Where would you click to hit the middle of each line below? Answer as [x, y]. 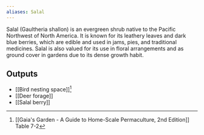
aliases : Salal [25, 12]
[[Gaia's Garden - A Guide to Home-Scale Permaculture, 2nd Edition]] [102, 120]
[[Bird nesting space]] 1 [43, 89]
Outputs [22, 74]
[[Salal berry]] [32, 102]
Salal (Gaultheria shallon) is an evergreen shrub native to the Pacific [91, 29]
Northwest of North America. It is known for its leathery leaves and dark [96, 35]
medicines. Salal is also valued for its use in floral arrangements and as [95, 48]
